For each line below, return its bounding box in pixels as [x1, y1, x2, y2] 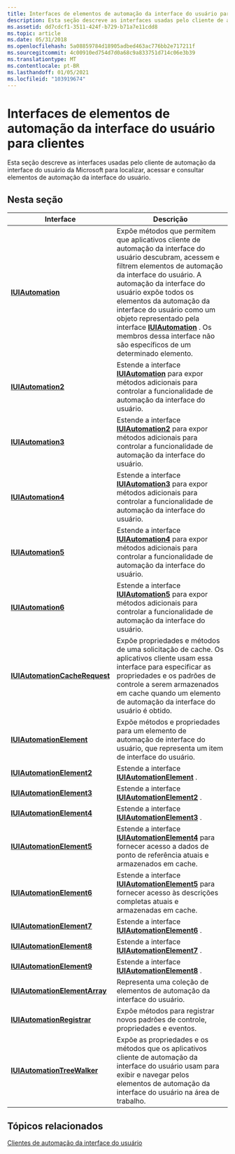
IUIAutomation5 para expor [116, 590, 208, 599]
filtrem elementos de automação [116, 261, 223, 271]
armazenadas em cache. [116, 905, 198, 915]
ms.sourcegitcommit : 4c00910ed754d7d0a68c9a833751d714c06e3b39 [7, 50, 196, 57]
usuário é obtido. [116, 706, 173, 716]
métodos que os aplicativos [116, 1044, 208, 1054]
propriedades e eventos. [116, 1024, 197, 1034]
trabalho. [116, 1097, 146, 1106]
